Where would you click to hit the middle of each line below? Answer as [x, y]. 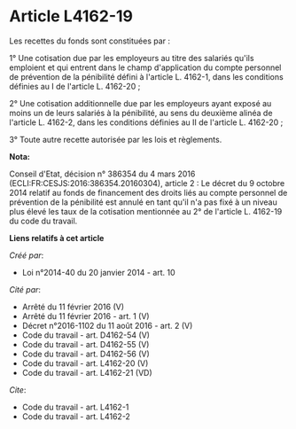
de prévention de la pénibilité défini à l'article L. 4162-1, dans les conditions [146, 76]
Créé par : [27, 255]
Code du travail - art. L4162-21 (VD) [87, 372]
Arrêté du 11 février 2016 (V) [73, 307]
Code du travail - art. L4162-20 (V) [85, 363]
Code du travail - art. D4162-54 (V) [86, 335]
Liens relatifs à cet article [57, 238]
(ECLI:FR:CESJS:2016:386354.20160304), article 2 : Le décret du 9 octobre [147, 183]
